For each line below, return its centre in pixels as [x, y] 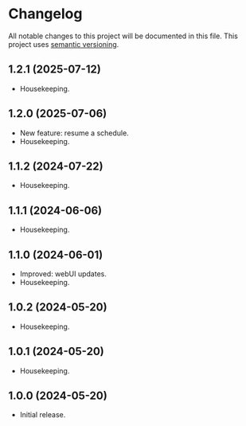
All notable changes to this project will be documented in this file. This [123, 36]
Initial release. [43, 415]
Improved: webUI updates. [63, 274]
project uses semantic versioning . [64, 44]
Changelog [45, 14]
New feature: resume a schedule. [74, 133]
